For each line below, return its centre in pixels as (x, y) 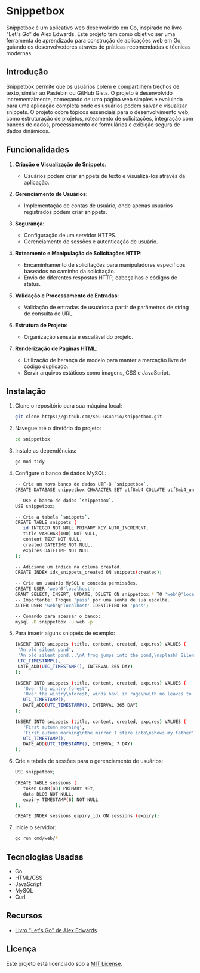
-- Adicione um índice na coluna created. (68, 567)
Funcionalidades (38, 150)
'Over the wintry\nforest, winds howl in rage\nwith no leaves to (107, 694)
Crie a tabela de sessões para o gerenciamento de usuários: (89, 761)
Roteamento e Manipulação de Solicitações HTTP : (78, 253)
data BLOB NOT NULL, (49, 794)
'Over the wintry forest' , (57, 689)
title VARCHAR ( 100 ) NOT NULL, (61, 534)
